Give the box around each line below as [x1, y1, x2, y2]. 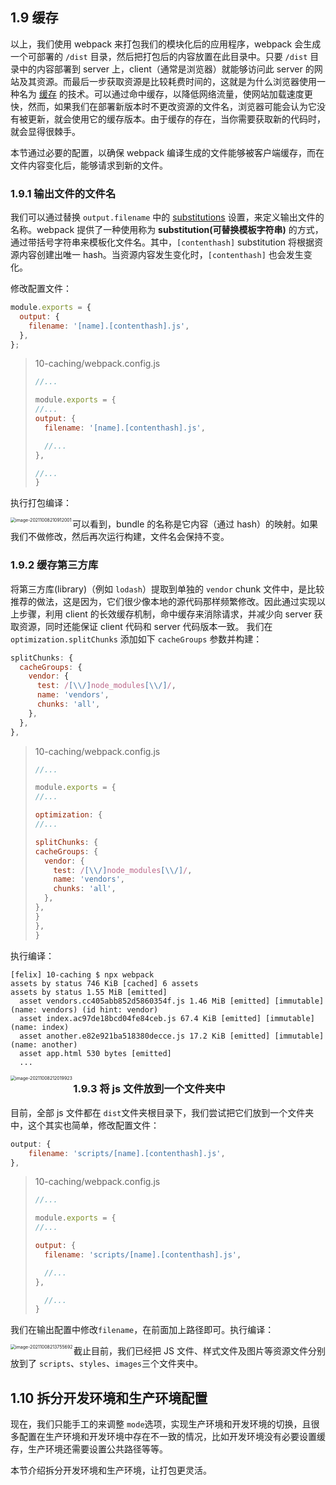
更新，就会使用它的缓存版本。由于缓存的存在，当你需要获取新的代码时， [27, 113, 326, 125]
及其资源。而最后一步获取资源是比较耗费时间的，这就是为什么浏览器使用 [18, 75, 317, 87]
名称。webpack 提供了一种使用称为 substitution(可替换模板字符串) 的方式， [10, 224, 324, 236]
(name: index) [10, 1022, 70, 1032]
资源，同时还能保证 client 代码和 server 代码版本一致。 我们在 [18, 620, 273, 632]
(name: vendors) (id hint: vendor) [10, 1004, 159, 1015]
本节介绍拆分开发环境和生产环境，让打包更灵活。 [10, 1464, 212, 1477]
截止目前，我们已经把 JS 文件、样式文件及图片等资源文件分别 [73, 1345, 326, 1357]
